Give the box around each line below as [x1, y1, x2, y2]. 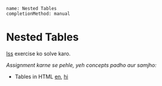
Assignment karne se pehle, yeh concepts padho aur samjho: [6, 61, 157, 68]
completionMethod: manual [6, 11, 70, 17]
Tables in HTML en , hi [14, 73, 68, 80]
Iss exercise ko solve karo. [6, 50, 71, 57]
